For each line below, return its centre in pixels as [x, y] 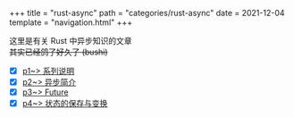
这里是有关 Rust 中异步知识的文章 [71, 41]
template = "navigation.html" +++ [71, 22]
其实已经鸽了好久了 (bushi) [59, 52]
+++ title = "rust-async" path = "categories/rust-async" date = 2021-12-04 [147, 13]
